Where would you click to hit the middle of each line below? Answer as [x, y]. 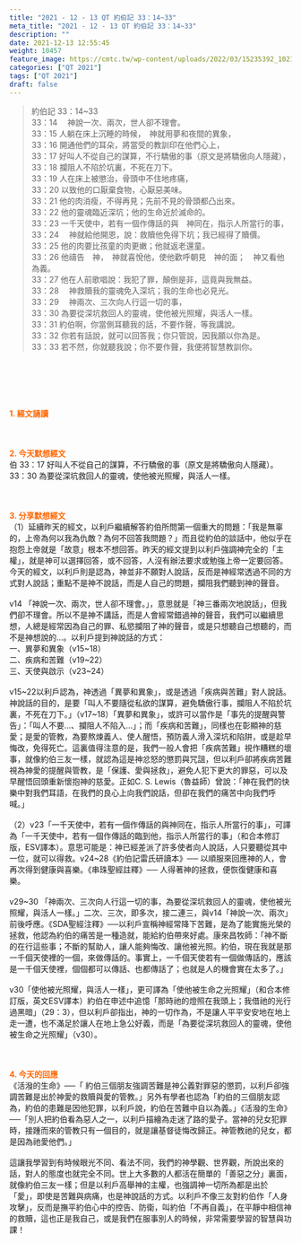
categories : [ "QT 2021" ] [56, 68]
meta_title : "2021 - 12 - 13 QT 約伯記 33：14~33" [103, 26]
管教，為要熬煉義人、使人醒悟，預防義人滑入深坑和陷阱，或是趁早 [170, 736]
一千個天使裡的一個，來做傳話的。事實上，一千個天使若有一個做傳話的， [142, 958]
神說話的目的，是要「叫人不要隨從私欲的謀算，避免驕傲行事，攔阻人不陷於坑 [150, 703]
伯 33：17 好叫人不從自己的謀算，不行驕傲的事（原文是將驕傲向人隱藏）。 [144, 464]
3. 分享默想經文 [38, 515]
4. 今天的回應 [34, 1074]
